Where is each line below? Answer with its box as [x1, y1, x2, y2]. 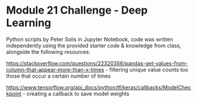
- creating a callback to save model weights [23, 90, 129, 97]
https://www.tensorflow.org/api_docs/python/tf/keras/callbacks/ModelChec [6, 83, 192, 91]
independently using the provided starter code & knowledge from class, [6, 42, 182, 49]
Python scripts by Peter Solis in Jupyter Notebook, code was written [6, 36, 173, 43]
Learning [6, 16, 52, 30]
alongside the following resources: [6, 48, 91, 55]
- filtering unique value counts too [105, 66, 189, 73]
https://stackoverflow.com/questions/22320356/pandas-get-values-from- [6, 60, 188, 67]
